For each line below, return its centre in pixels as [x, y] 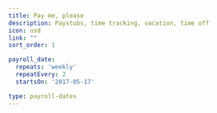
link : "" [23, 38]
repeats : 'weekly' [46, 67]
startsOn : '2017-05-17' [55, 82]
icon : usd [25, 30]
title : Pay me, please [46, 16]
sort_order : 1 [32, 45]
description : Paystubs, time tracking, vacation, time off [109, 23]
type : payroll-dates [43, 96]
